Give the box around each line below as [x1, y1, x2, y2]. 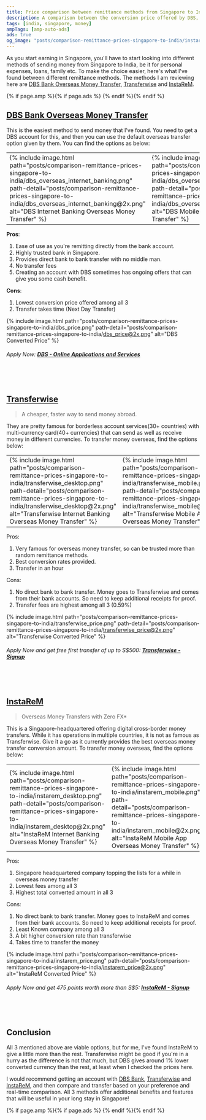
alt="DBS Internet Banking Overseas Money [9, 207, 136, 216]
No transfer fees [15, 262, 57, 269]
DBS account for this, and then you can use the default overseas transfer [6, 133, 191, 140]
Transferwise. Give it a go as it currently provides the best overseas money [6, 737, 196, 745]
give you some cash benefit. [15, 274, 87, 282]
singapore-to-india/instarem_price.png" [6, 957, 107, 964]
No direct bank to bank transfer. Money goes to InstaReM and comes [15, 912, 190, 920]
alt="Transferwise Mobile [122, 509, 196, 518]
